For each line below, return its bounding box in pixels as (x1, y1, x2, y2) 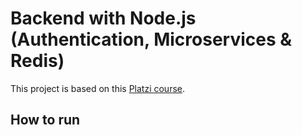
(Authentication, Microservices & (10, 28, 293, 51)
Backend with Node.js (10, 7, 197, 30)
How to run (10, 112, 81, 129)
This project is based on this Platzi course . (10, 82, 186, 94)
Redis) (10, 50, 65, 72)
